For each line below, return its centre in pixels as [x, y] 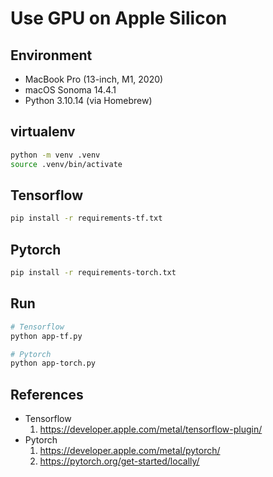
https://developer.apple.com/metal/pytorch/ [130, 451]
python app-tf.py [46, 336]
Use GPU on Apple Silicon [119, 18]
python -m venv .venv [55, 155]
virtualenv [43, 132]
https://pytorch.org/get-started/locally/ [119, 461]
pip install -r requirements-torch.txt [93, 273]
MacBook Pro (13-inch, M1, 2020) [94, 79]
